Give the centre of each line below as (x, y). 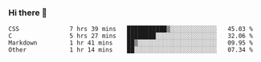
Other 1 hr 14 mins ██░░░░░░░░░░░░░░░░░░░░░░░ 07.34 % (130, 50)
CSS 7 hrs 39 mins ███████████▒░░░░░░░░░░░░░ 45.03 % (130, 29)
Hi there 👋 (28, 13)
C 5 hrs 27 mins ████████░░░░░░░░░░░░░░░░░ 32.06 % (130, 36)
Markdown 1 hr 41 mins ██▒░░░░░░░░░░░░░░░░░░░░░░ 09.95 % (130, 43)
